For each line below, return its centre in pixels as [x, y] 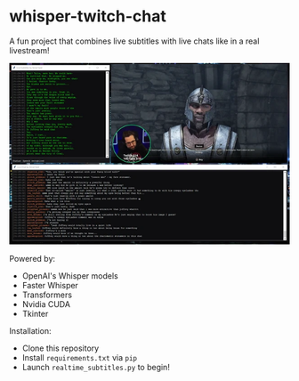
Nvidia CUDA [46, 304]
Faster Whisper [50, 286]
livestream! [29, 50]
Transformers [47, 295]
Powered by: [32, 259]
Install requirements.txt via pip [80, 358]
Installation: [30, 331]
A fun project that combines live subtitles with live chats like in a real [134, 41]
